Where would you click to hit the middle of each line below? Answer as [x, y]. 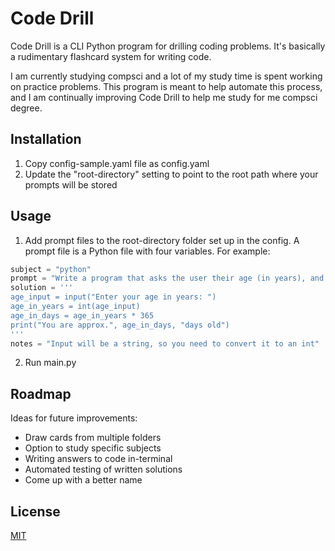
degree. [26, 108]
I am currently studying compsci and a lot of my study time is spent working [166, 76]
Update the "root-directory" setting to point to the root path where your [171, 174]
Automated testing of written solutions [103, 469]
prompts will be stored [71, 184]
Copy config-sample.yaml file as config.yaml [117, 163]
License [35, 511]
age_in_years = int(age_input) [75, 307]
